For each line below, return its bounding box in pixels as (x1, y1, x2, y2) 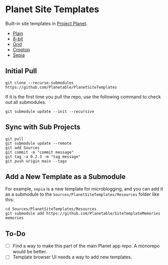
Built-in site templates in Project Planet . (5, 20, 88, 26)
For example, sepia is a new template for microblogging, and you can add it (5, 186, 163, 192)
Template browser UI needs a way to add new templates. (12, 254, 132, 260)
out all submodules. (5, 99, 47, 105)
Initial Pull (5, 67, 37, 75)
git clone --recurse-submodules (5, 80, 74, 85)
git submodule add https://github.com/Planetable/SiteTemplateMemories (5, 211, 160, 216)
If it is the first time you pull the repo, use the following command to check (5, 93, 161, 100)
